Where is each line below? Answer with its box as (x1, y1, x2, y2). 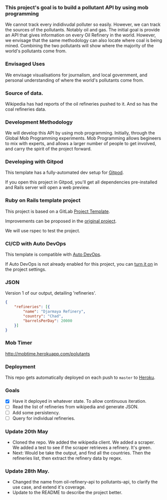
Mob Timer (5, 339, 32, 346)
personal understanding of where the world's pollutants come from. (5, 77, 145, 83)
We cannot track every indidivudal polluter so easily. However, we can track (5, 21, 161, 27)
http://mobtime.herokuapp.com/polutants (5, 350, 90, 356)
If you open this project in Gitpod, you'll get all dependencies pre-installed (5, 179, 158, 185)
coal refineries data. (5, 106, 46, 112)
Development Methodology (5, 119, 73, 126)
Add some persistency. (12, 409, 60, 415)
